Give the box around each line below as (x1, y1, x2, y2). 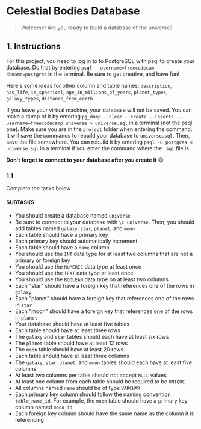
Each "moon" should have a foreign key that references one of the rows (14, 308, 193, 315)
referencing (14, 416, 44, 424)
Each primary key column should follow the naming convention (14, 391, 172, 398)
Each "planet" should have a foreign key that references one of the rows (14, 295, 194, 302)
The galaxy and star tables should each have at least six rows (14, 333, 169, 341)
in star (14, 302, 32, 309)
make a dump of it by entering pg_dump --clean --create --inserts (6, 112, 174, 120)
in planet (14, 314, 38, 321)
